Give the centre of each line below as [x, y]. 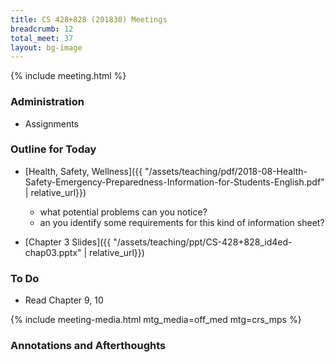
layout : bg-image [46, 47]
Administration [47, 102]
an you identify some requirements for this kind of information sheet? [182, 222]
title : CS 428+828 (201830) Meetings [89, 19]
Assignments [52, 123]
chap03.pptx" [53, 252]
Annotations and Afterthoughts [88, 346]
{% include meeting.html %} [68, 76]
